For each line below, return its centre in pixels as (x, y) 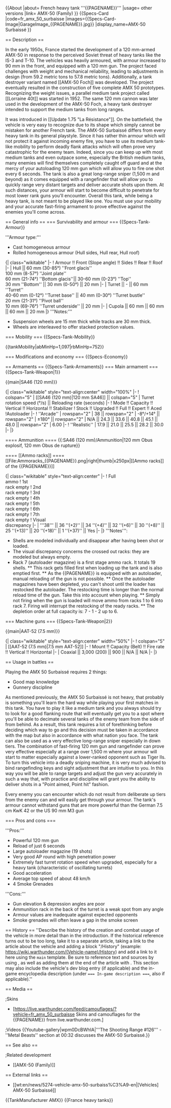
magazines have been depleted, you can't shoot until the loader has (84, 584)
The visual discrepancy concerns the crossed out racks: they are (81, 551)
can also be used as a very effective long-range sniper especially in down (83, 741)
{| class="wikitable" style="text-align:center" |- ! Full (60, 476)
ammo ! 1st (17, 481)
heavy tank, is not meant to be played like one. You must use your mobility (83, 201)
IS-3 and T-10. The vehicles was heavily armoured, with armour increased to (86, 60)
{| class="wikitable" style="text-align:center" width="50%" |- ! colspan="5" (85, 641)
